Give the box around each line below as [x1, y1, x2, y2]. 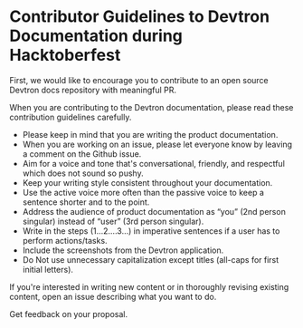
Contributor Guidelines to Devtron [9, 6, 270, 27]
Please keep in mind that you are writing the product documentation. [22, 129, 279, 140]
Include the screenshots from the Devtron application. [22, 245, 224, 256]
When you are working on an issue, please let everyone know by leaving [22, 139, 292, 150]
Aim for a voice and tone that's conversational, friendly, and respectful [22, 158, 285, 169]
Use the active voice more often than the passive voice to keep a [22, 187, 265, 198]
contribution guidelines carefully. [9, 111, 132, 122]
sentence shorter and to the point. [22, 197, 150, 207]
